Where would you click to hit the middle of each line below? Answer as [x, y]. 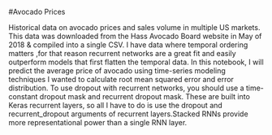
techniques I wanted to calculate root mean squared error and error [121, 79]
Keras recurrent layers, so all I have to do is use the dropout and [116, 105]
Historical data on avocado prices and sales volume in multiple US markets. [134, 27]
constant [23, 96]
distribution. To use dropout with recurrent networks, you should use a [127, 88]
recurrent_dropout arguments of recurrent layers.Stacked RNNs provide [129, 114]
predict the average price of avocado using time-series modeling [117, 71]
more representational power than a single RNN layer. [98, 122]
